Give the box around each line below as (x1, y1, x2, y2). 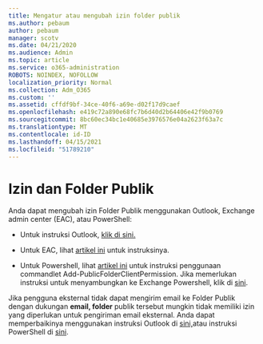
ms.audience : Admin (8, 49, 74, 57)
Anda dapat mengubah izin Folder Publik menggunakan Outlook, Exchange (8, 206, 255, 215)
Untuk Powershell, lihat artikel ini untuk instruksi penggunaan (19, 261, 221, 271)
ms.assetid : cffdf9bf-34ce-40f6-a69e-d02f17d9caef (8, 101, 181, 109)
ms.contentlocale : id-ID (8, 130, 91, 138)
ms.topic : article (8, 57, 70, 65)
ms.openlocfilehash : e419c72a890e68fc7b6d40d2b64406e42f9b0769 (8, 109, 224, 117)
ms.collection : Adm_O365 (8, 85, 91, 94)
